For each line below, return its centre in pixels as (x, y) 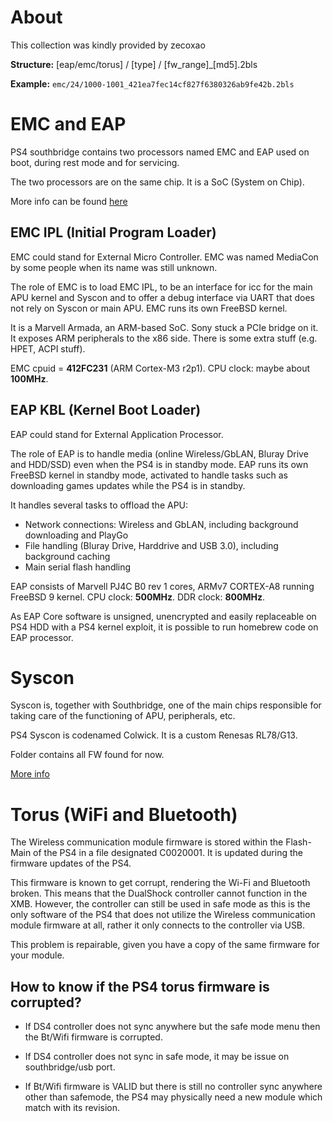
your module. (37, 955)
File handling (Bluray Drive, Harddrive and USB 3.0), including (151, 545)
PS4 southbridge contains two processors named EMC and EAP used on (160, 152)
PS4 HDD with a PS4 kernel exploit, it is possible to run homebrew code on (164, 627)
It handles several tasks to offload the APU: (99, 505)
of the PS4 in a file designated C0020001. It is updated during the (168, 853)
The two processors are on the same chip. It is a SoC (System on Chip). (157, 182)
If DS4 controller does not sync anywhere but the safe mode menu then (172, 1027)
